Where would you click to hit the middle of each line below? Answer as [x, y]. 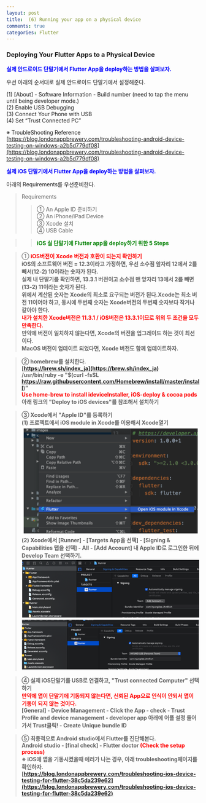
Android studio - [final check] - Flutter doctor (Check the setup [103, 745]
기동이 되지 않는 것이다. [49, 703]
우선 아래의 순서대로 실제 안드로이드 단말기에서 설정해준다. [76, 82]
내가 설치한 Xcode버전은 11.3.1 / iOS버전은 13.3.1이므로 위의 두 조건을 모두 [110, 317]
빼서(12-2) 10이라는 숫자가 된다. [60, 271]
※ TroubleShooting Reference [44, 132]
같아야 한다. [36, 310]
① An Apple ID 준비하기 [67, 209]
